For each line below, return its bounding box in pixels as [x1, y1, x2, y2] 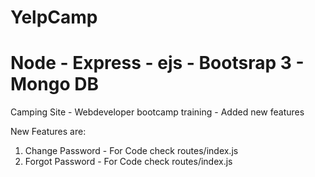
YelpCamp [10, 6, 98, 29]
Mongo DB [10, 73, 99, 96]
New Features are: [10, 126, 87, 138]
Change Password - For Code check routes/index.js [24, 145, 239, 157]
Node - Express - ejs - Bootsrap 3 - [10, 52, 305, 75]
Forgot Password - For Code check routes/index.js [24, 156, 233, 168]
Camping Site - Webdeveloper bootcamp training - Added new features [10, 106, 305, 118]
